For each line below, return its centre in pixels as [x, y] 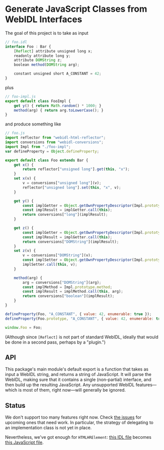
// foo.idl [16, 42]
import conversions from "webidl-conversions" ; [54, 142]
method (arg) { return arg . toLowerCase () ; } [59, 110]
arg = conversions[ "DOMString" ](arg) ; [62, 282]
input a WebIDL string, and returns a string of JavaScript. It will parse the [78, 375]
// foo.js [15, 133]
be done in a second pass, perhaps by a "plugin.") [55, 342]
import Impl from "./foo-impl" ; [38, 147]
